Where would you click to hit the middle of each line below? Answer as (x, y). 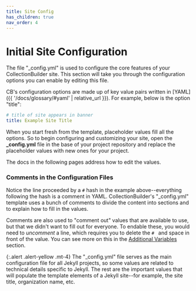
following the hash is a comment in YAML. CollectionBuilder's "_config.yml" (97, 196)
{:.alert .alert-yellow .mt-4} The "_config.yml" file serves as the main (89, 257)
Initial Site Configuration (67, 52)
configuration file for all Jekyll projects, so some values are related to (90, 263)
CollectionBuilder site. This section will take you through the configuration (96, 74)
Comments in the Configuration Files (60, 177)
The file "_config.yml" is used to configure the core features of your (88, 68)
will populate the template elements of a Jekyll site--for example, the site (95, 276)
